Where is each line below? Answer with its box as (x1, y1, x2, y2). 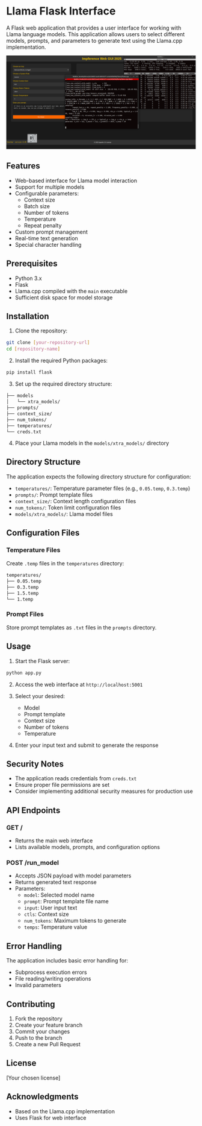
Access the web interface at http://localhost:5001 (14, 681, 143, 688)
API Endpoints (6, 805, 61, 815)
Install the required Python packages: (14, 357, 108, 364)
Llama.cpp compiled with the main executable (14, 287, 128, 294)
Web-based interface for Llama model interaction (14, 177, 137, 184)
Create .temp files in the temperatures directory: (6, 559, 124, 567)
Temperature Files (6, 546, 61, 555)
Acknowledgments (6, 1092, 79, 1102)
